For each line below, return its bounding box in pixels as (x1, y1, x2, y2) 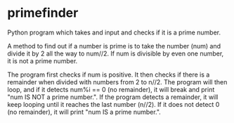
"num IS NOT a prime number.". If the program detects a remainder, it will (7, 93, 219, 101)
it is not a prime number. (7, 56, 78, 65)
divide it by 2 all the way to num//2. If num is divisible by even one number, (7, 49, 224, 58)
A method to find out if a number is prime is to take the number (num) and (7, 41, 221, 50)
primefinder (7, 5, 79, 21)
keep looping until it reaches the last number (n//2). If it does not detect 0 (7, 100, 220, 108)
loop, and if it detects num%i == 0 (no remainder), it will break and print (7, 85, 215, 93)
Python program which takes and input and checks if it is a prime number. (7, 28, 221, 37)
